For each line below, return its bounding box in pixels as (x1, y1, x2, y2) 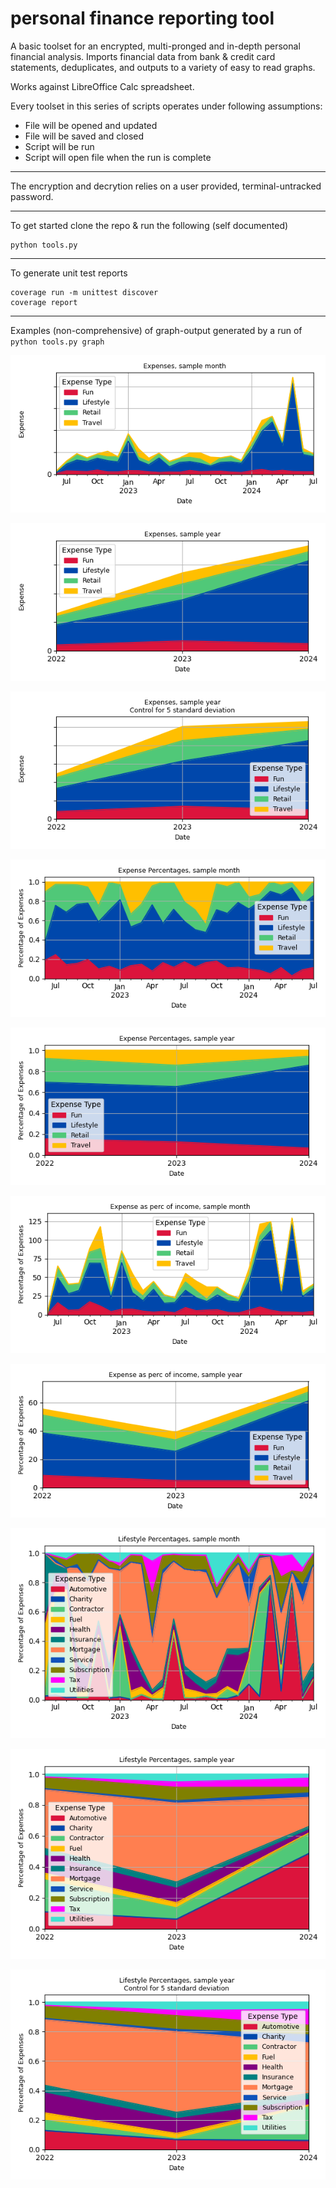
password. (10, 190, 54, 202)
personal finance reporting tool (10, 7, 275, 30)
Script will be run (24, 140, 95, 152)
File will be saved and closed (24, 130, 145, 142)
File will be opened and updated (24, 119, 158, 131)
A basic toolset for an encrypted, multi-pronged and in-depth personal (10, 40, 301, 52)
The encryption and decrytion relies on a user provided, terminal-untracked (10, 180, 322, 192)
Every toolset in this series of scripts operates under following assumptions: (10, 100, 323, 112)
